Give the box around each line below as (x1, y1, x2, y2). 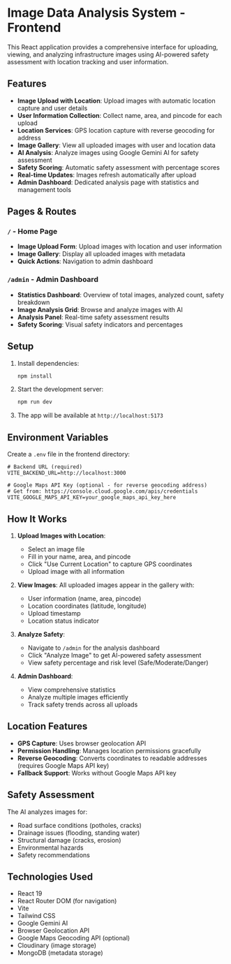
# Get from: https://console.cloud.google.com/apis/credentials (7, 488, 198, 495)
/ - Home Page (7, 227, 58, 237)
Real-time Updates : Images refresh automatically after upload (17, 170, 197, 179)
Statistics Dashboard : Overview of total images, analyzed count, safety (17, 290, 225, 299)
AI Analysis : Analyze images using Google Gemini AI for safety (17, 148, 199, 156)
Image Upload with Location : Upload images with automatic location (17, 96, 216, 105)
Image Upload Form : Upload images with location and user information (17, 242, 222, 251)
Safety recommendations (17, 850, 91, 859)
